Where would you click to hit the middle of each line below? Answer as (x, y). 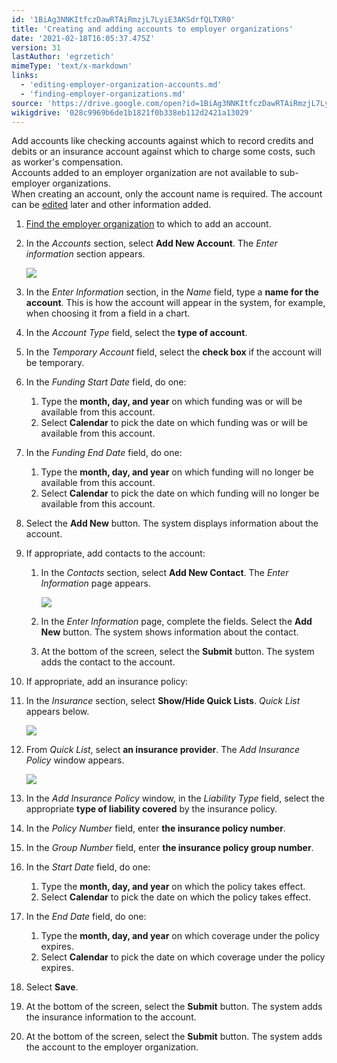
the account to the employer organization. (112, 1047)
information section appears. (85, 254)
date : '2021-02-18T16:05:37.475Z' (83, 38)
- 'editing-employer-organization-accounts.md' (121, 85)
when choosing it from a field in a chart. (108, 313)
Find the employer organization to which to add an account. (148, 224)
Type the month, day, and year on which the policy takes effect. (173, 887)
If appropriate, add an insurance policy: (107, 682)
